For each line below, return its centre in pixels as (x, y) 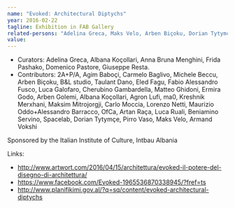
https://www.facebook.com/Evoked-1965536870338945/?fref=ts (112, 182)
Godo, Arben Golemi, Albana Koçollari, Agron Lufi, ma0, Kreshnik (111, 97)
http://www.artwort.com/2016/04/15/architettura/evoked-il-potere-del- (119, 167)
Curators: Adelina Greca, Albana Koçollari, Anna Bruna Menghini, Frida (119, 60)
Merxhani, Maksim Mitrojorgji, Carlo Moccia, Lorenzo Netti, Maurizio (116, 104)
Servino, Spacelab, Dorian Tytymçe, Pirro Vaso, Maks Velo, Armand (115, 119)
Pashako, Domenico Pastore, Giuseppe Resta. (83, 67)
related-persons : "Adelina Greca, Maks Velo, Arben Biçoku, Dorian (108, 33)
